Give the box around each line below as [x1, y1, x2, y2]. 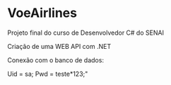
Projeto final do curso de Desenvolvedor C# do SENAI [7, 28, 165, 37]
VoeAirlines [7, 5, 78, 21]
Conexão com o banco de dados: [7, 55, 105, 64]
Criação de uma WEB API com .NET [7, 42, 112, 50]
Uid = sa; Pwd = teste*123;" [7, 69, 88, 78]
